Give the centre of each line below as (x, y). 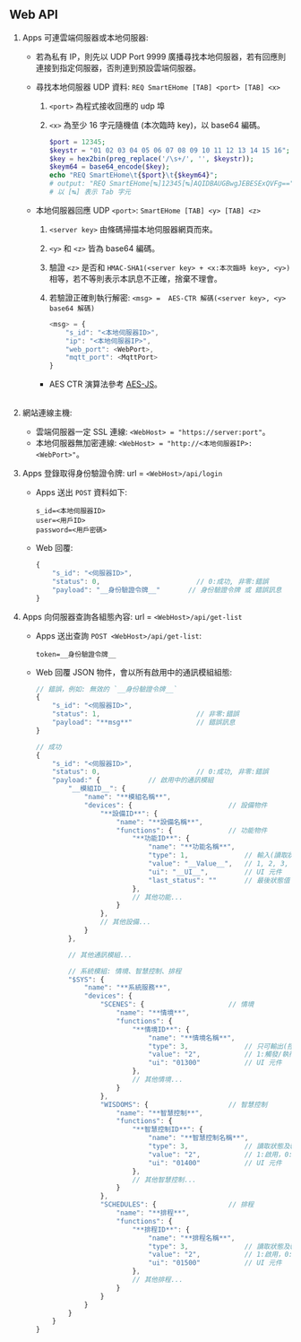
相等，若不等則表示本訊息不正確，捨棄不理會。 (135, 278)
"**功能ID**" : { (161, 839)
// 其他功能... (158, 897)
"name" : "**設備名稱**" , (159, 822)
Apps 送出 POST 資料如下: (82, 492)
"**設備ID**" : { (129, 814)
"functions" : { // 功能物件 (192, 830)
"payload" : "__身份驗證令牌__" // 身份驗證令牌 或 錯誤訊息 (167, 590)
